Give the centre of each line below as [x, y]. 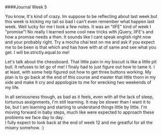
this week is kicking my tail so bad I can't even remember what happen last [80, 22]
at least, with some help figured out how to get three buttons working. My [78, 72]
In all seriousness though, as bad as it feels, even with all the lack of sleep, [79, 97]
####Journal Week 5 [26, 7]
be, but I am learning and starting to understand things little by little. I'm [76, 107]
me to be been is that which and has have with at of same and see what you [81, 47]
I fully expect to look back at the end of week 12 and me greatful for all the [79, 122]
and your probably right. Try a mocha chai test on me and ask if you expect [80, 42]
